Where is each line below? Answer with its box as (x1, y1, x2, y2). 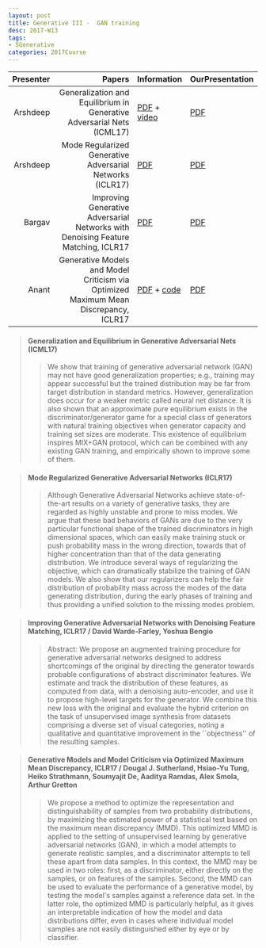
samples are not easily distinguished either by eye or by (47, 924, 230, 934)
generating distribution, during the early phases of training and (47, 591, 253, 601)
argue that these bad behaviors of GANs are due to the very (47, 516, 243, 526)
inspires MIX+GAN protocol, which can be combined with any (47, 438, 248, 448)
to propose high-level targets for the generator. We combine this (47, 694, 257, 704)
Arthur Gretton (27, 780, 78, 789)
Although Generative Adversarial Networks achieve (47, 491, 215, 500)
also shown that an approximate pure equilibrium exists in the (47, 404, 248, 414)
